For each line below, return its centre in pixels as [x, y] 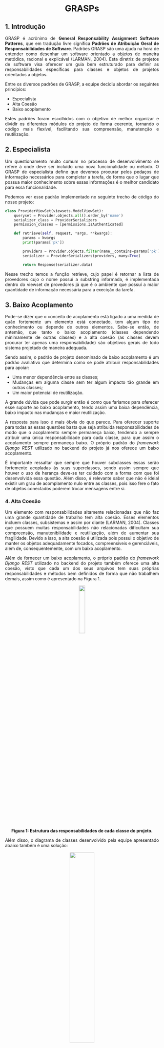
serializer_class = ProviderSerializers [55, 220]
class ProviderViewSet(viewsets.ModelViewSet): [54, 211]
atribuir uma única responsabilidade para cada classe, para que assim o [82, 437]
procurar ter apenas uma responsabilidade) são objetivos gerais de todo [82, 343]
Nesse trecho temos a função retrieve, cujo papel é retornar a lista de [82, 274]
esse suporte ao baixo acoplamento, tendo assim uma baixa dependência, [82, 407]
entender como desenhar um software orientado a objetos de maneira [82, 54]
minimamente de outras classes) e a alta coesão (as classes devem [82, 337]
